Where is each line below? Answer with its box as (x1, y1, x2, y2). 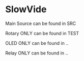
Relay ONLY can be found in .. (5, 50, 68, 56)
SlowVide (5, 4, 47, 15)
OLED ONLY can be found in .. (5, 40, 69, 46)
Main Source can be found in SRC (5, 20, 76, 26)
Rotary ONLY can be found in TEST (5, 30, 79, 36)
